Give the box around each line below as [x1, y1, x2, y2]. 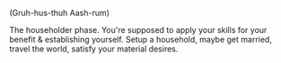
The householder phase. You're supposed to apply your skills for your [9, 25, 268, 35]
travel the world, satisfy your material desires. [9, 43, 179, 54]
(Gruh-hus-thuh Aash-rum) [9, 8, 110, 18]
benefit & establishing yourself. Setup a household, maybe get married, [9, 35, 272, 44]
